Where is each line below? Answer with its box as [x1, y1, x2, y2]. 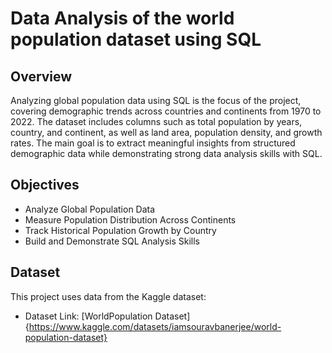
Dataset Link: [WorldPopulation [24, 310, 153, 322]
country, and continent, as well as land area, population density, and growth [10, 127, 323, 138]
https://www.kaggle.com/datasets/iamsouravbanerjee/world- [28, 320, 282, 332]
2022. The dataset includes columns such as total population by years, [10, 116, 303, 127]
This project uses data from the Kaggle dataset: [10, 290, 207, 302]
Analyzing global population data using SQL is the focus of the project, [10, 95, 302, 106]
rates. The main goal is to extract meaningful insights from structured [10, 137, 296, 149]
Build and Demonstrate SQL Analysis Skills [24, 235, 201, 247]
